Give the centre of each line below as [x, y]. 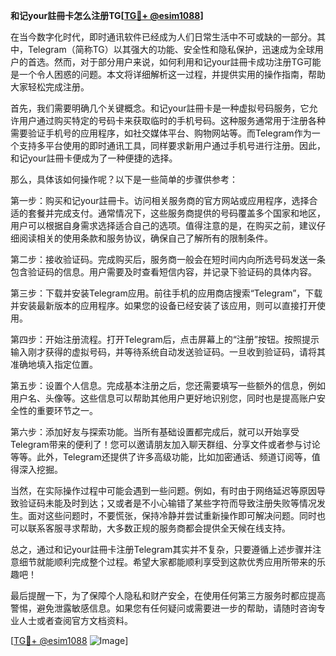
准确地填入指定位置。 [54, 364]
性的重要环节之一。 [58, 410]
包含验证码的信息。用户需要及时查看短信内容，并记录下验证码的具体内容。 [163, 272]
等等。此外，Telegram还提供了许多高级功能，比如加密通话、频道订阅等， [161, 457]
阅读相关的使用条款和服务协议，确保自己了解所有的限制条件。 [145, 238]
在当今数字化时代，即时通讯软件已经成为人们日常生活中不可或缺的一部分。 [163, 37]
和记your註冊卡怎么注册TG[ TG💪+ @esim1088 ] [107, 15]
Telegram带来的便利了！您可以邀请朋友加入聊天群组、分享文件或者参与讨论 [165, 444]
